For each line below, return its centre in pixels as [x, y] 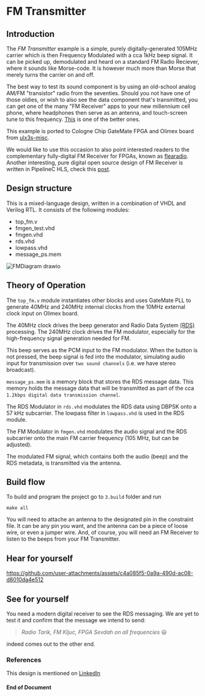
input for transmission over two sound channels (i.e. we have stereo [91, 363]
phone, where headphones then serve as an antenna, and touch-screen [97, 113]
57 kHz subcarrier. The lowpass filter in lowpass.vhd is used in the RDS [95, 413]
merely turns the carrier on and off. [50, 75]
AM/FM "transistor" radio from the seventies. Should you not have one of [99, 93]
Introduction [31, 34]
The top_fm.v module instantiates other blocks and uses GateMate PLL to [99, 300]
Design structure [39, 188]
